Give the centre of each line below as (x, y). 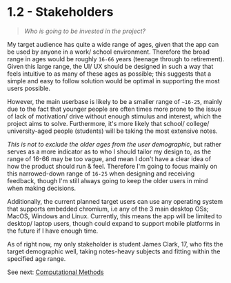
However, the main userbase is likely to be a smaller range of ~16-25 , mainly (115, 101)
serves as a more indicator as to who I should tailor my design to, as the (109, 151)
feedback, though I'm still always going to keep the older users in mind (108, 180)
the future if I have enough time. (53, 231)
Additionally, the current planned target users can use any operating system (115, 201)
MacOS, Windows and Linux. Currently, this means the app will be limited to (115, 216)
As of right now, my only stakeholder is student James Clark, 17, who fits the (115, 244)
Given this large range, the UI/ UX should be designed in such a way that (110, 66)
